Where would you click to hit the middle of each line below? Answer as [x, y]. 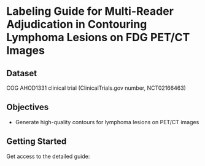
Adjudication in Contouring [77, 24]
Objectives [28, 107]
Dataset [22, 73]
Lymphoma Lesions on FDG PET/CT [98, 38]
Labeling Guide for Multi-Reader [90, 11]
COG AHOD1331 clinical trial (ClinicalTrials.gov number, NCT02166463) [96, 88]
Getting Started [37, 142]
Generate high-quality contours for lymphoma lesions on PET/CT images [107, 122]
